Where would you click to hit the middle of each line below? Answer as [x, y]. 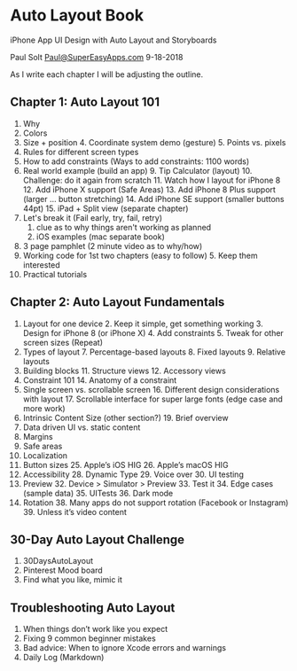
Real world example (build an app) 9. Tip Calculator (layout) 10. [137, 170]
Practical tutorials [55, 274]
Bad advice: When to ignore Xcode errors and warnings [125, 648]
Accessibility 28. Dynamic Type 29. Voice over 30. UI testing [133, 474]
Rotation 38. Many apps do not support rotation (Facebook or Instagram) [156, 503]
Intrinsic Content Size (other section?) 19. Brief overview [125, 417]
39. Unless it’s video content [75, 511]
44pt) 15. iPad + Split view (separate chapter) [106, 208]
